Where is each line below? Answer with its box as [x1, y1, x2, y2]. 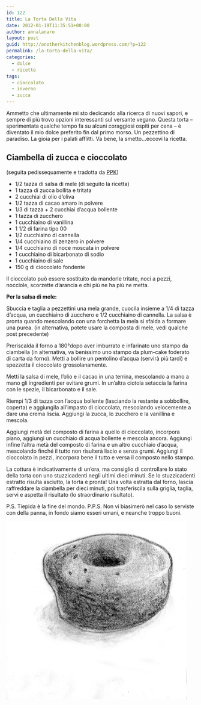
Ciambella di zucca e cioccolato [6, 152, 128, 163]
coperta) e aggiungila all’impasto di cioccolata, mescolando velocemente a [6, 403, 191, 411]
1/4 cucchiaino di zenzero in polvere [14, 238, 105, 245]
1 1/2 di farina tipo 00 [14, 225, 67, 232]
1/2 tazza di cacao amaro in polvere [14, 199, 103, 207]
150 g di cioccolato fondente [14, 263, 86, 270]
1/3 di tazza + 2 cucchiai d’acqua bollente [14, 205, 118, 213]
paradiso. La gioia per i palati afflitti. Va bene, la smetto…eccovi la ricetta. [6, 135, 187, 142]
